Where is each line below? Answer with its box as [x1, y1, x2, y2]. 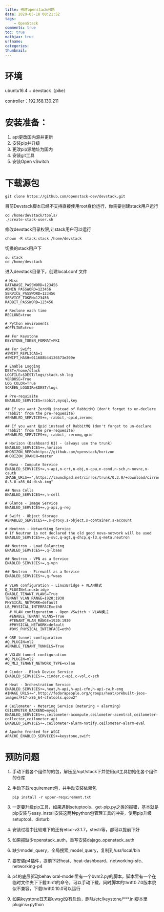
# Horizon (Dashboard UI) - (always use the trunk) [5, 441, 112, 446]
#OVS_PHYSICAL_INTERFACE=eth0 [9, 627, 71, 632]
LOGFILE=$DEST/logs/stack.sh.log [5, 373, 73, 378]
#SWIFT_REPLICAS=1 [5, 351, 42, 356]
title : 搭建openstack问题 [5, 7, 55, 12]
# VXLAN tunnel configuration [5, 652, 67, 658]
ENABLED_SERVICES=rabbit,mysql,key [5, 398, 78, 403]
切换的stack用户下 [5, 245, 42, 251]
